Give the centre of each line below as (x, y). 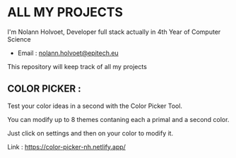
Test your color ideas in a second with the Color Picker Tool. (95, 106)
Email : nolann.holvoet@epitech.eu (68, 53)
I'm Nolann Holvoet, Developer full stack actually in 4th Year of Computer (114, 32)
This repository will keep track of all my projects (77, 66)
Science (19, 39)
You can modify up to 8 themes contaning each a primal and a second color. (118, 119)
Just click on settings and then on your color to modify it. (90, 133)
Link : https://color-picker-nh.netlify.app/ (66, 147)
